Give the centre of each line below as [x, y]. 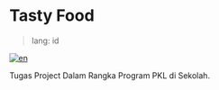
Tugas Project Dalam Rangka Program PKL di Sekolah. [109, 75]
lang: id [45, 40]
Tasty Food [52, 16]
